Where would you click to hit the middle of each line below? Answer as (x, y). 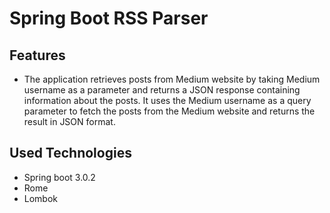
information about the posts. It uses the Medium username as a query (167, 100)
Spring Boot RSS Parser (109, 18)
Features (37, 55)
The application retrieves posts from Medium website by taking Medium (172, 79)
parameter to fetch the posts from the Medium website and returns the (169, 111)
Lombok (41, 198)
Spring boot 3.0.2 (59, 177)
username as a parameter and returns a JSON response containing (162, 90)
